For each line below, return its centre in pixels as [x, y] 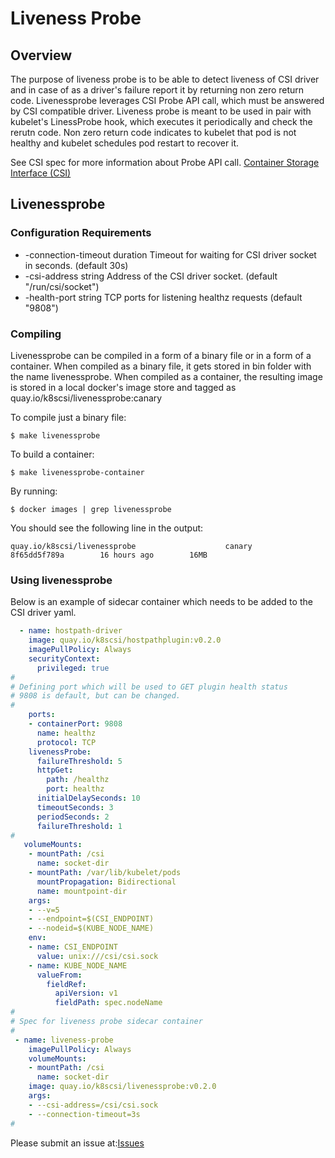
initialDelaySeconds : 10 [88, 798]
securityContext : [64, 658]
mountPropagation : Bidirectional [106, 882]
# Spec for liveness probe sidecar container [106, 1022]
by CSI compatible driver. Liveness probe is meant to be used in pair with [161, 111]
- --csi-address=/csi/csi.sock [93, 1105]
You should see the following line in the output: [107, 528]
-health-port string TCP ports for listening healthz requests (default [163, 297]
